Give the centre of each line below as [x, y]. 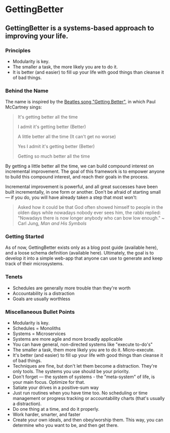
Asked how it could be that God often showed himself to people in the [90, 207]
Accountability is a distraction [44, 293]
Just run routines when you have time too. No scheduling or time [80, 393]
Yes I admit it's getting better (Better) [56, 147]
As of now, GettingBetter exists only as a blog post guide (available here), [82, 247]
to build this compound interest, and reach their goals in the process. [77, 177]
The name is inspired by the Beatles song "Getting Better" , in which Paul [80, 102]
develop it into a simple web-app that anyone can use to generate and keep [84, 258]
